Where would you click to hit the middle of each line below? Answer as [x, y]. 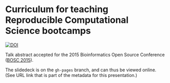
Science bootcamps [48, 31]
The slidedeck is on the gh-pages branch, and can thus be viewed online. [81, 70]
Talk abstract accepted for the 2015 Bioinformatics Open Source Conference [85, 55]
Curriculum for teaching [57, 9]
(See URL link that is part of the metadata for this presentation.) [71, 75]
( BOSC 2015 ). [19, 60]
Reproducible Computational [67, 20]
